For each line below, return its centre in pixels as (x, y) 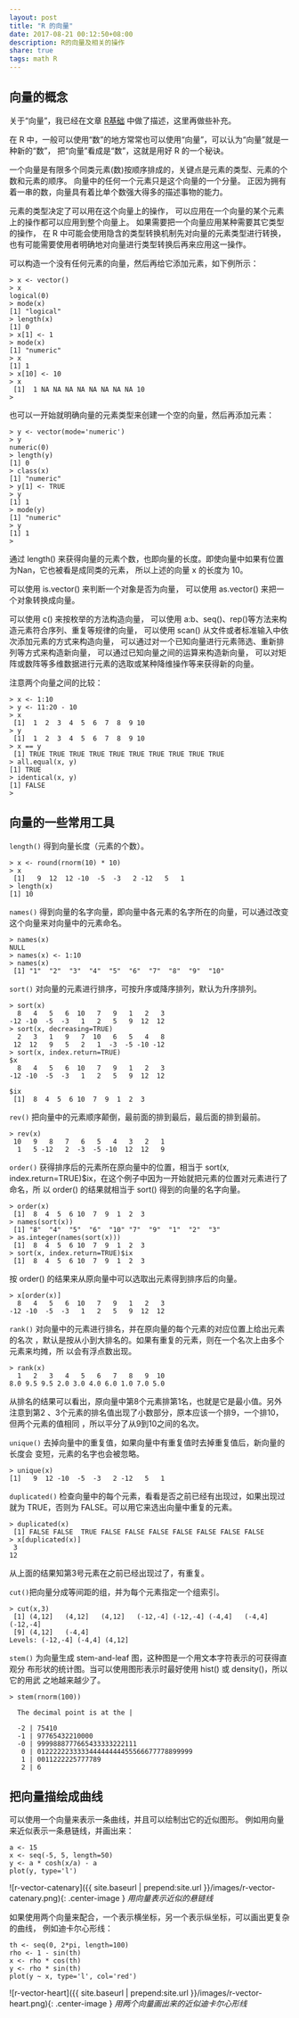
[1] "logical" (36, 311)
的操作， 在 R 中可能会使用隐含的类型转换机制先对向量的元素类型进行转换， (148, 233)
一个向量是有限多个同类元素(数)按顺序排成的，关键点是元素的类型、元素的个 (149, 170)
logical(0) (29, 295)
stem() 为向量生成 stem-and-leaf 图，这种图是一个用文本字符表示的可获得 (145, 1658)
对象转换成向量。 (48, 600)
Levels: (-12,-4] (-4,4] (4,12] (69, 1640)
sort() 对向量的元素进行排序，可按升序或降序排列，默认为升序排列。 (135, 988)
